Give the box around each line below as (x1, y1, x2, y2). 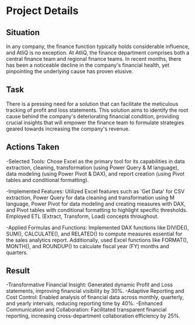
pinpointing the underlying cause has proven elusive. (6, 68, 134, 74)
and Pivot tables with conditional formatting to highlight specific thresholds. (6, 206, 188, 213)
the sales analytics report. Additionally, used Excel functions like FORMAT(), (6, 236, 189, 244)
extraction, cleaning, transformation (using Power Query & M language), (6, 164, 179, 171)
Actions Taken (6, 142, 60, 152)
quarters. (6, 249, 28, 256)
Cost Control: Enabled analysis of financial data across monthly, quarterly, (6, 294, 184, 301)
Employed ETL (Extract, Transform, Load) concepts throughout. (6, 213, 159, 220)
